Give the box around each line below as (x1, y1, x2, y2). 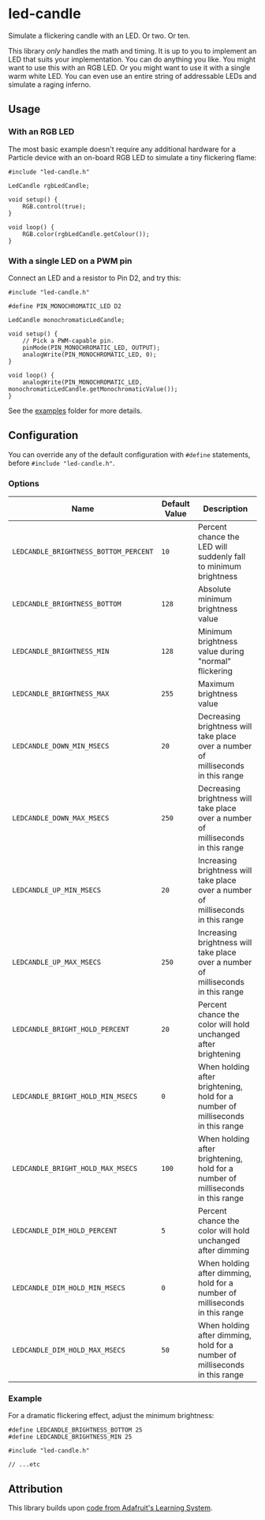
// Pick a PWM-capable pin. (22, 336, 114, 344)
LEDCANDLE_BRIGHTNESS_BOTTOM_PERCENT (12, 547, 154, 557)
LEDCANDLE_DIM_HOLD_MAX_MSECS (12, 1345, 126, 1355)
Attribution (8, 1482, 63, 1496)
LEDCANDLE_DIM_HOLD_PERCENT (12, 1226, 118, 1236)
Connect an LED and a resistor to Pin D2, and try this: (8, 273, 181, 283)
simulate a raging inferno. (8, 80, 91, 89)
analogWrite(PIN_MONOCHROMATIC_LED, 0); (22, 351, 157, 358)
